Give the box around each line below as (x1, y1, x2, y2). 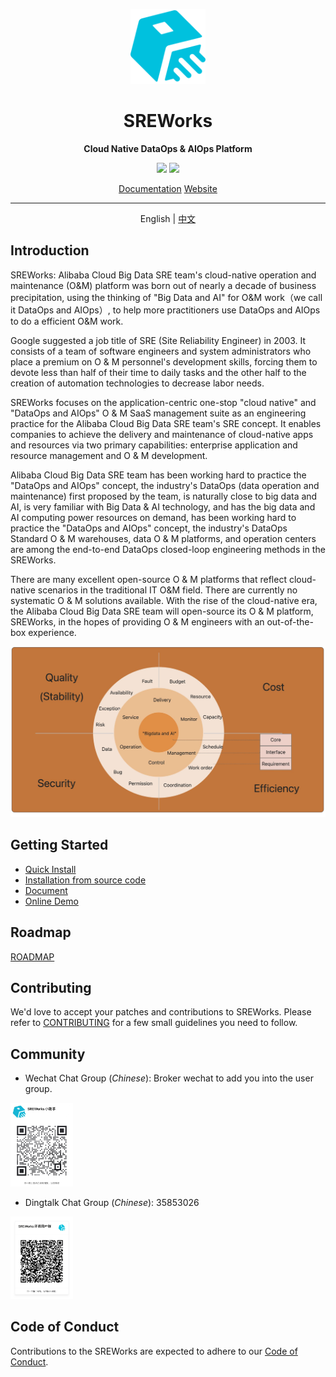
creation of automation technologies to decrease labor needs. (10, 377, 265, 389)
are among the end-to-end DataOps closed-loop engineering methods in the (10, 543, 326, 555)
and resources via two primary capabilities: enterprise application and (10, 439, 298, 451)
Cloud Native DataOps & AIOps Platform (83, 142, 253, 154)
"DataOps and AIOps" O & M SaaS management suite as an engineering (10, 407, 307, 419)
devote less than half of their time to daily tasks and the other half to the (10, 366, 307, 378)
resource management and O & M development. (10, 449, 208, 461)
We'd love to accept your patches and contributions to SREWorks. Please (10, 1006, 312, 1018)
